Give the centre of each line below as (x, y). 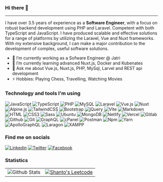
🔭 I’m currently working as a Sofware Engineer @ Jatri (66, 58)
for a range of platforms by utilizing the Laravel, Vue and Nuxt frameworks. (80, 38)
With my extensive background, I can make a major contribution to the (75, 44)
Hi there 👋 (17, 8)
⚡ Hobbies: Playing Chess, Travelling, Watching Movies (67, 79)
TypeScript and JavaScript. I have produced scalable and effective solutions (81, 33)
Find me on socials (27, 137)
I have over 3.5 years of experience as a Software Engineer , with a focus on (81, 23)
